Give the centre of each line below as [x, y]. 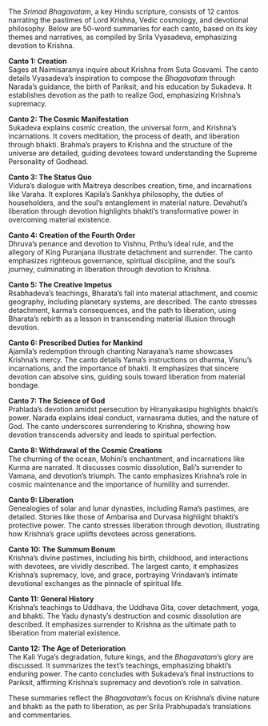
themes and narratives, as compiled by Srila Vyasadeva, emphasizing [123, 37]
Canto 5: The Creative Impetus [60, 285]
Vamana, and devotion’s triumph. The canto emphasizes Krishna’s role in [128, 476]
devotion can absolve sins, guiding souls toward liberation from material [127, 377]
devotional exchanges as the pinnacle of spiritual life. [96, 583]
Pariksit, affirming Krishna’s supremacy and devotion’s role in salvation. [125, 682]
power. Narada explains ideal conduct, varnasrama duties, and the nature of [133, 418]
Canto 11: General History [51, 599]
